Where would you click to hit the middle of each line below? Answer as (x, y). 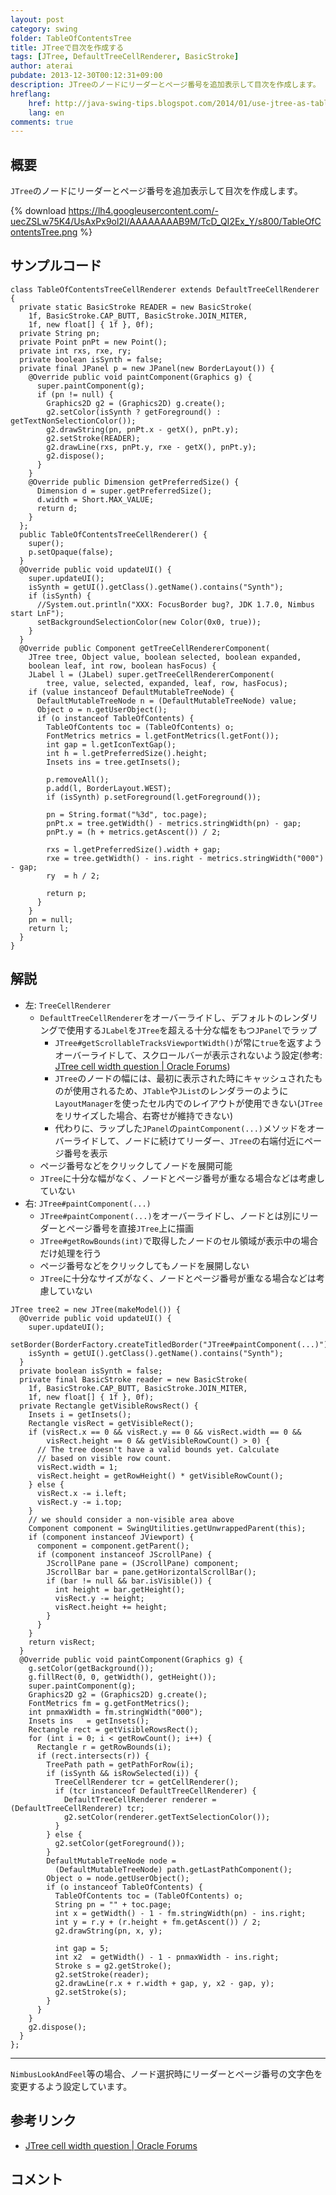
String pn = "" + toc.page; (113, 1904)
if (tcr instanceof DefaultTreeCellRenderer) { (155, 1791)
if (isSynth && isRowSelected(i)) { (122, 1773)
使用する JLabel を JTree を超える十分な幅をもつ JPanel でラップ (192, 1030)
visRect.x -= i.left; (82, 1493)
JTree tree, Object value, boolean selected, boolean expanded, (165, 657)
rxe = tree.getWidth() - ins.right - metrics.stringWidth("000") (185, 858)
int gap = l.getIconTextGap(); (111, 744)
